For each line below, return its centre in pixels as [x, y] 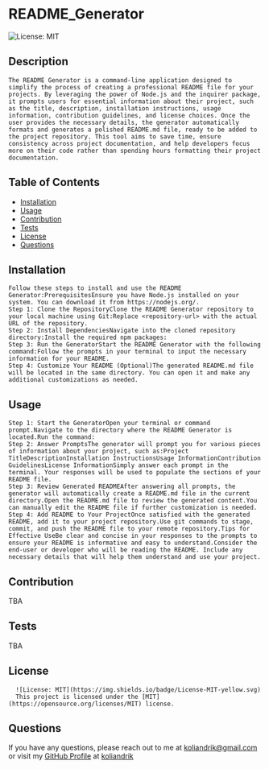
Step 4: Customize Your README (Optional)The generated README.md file [131, 366]
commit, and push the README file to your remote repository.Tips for [129, 529]
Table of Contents [54, 182]
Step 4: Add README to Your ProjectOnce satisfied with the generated [129, 515]
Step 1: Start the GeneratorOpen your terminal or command [110, 424]
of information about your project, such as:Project [99, 452]
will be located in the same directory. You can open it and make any [129, 373]
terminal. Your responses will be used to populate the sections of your [135, 473]
